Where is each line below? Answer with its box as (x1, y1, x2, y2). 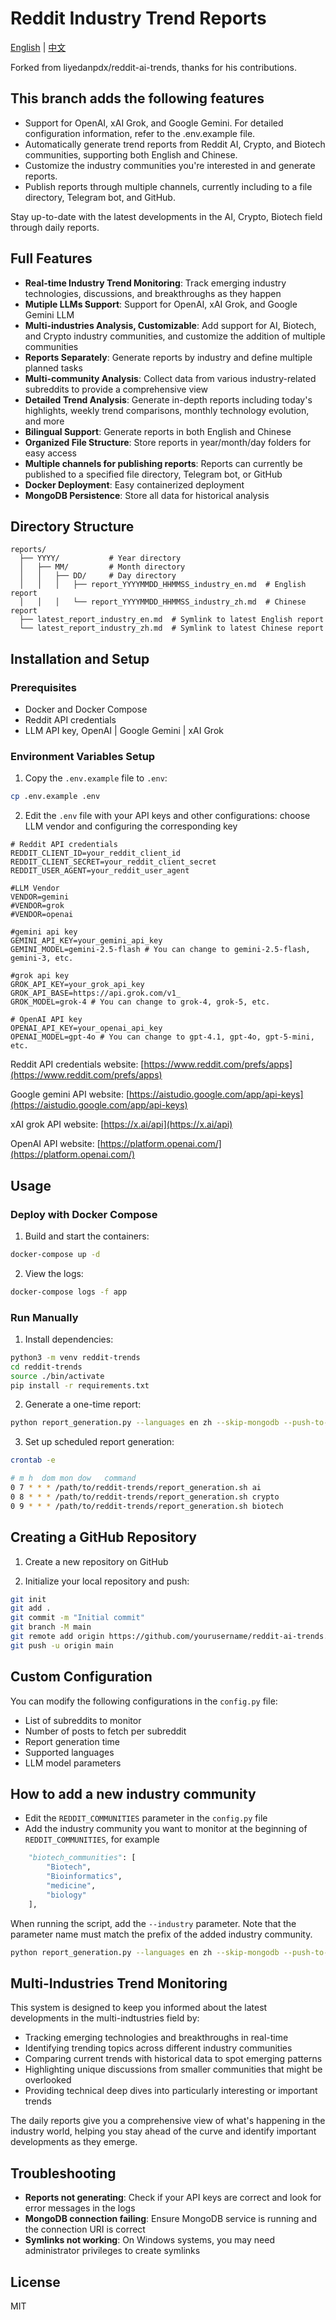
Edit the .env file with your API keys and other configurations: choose (24, 810, 311, 822)
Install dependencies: (24, 1333, 114, 1345)
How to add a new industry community (10, 1785, 257, 1802)
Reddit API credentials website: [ (10, 1058, 145, 1071)
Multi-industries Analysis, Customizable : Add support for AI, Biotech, (24, 319, 317, 331)
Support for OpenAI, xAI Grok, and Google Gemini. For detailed (24, 117, 284, 129)
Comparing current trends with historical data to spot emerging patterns (24, 2053, 323, 2065)
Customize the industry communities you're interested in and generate (24, 159, 316, 171)
